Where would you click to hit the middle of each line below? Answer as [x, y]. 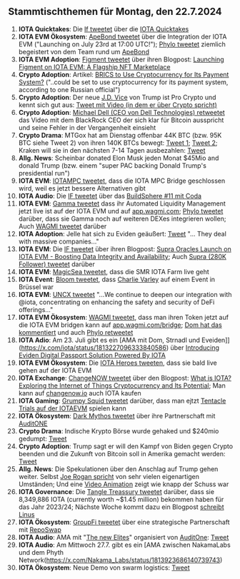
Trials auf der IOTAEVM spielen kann [72, 408]
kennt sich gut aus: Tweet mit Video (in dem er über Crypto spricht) [117, 105]
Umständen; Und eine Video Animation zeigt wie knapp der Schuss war [124, 484]
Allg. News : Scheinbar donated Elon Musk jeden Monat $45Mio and [119, 158]
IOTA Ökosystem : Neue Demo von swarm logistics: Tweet [104, 568]
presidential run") [44, 173]
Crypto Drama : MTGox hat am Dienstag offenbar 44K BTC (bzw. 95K [120, 135]
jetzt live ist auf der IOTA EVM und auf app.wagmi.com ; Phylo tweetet [121, 211]
